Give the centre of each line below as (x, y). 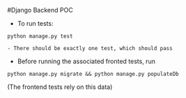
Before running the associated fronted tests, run (86, 61)
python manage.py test (40, 36)
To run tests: (35, 23)
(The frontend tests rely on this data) (60, 87)
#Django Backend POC (40, 10)
